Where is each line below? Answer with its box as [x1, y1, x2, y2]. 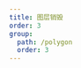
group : [9, 29, 33, 38]
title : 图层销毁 [9, 12, 63, 22]
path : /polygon [17, 37, 73, 47]
